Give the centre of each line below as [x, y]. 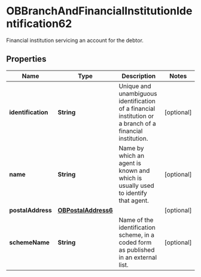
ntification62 [39, 24]
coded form [135, 242]
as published [137, 249]
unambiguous [138, 93]
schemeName [29, 242]
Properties [26, 59]
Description [139, 76]
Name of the [136, 220]
